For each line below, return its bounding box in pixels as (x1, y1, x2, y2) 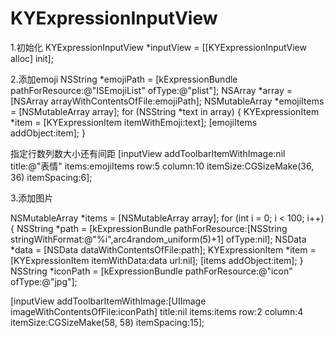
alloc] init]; (10, 52, 54, 64)
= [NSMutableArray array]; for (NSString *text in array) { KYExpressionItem (10, 105, 320, 117)
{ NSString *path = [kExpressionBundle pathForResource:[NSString (10, 222, 288, 234)
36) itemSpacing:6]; (10, 171, 93, 183)
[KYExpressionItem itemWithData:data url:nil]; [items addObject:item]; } (10, 254, 304, 266)
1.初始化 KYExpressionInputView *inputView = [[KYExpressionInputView (10, 41, 307, 53)
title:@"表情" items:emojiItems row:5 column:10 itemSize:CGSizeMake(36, (10, 160, 315, 172)
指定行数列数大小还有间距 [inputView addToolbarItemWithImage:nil (10, 147, 286, 159)
